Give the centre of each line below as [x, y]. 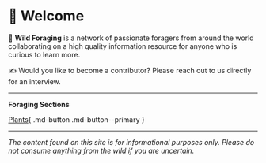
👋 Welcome [46, 16]
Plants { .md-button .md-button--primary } [76, 119]
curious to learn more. [44, 54]
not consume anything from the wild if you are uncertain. [101, 150]
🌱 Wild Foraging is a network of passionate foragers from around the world [131, 38]
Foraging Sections [39, 104]
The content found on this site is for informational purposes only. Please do [131, 142]
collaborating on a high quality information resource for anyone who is [123, 46]
